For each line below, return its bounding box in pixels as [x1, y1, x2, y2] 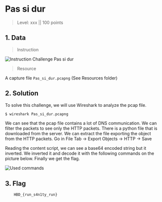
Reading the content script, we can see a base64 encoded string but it [5, 145, 146, 151]
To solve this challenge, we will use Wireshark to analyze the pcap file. [5, 102, 147, 108]
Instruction [17, 46, 39, 52]
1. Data [5, 34, 26, 42]
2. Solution [5, 89, 39, 98]
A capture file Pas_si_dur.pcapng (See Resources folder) [5, 75, 118, 81]
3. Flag [5, 179, 26, 187]
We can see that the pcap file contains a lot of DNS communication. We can [5, 121, 157, 126]
